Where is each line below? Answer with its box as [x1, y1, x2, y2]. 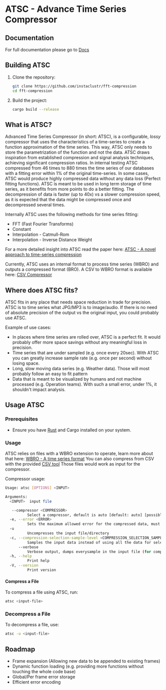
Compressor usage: [5, 476, 45, 482]
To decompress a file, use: [5, 622, 59, 628]
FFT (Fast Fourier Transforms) [12, 221, 74, 227]
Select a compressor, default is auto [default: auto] [27, 513, 142, 517]
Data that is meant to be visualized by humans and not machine [12, 376, 142, 382]
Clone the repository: [12, 74, 56, 80]
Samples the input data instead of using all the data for [27, 540, 152, 545]
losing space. [12, 360, 40, 366]
